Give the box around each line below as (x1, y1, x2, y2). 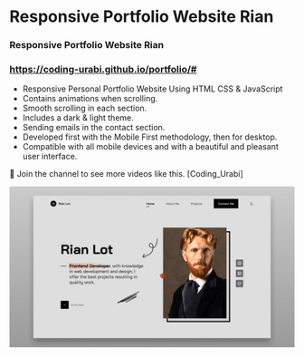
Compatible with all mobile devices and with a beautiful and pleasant (22, 141, 279, 152)
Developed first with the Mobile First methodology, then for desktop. (22, 131, 278, 142)
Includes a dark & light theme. (22, 112, 134, 123)
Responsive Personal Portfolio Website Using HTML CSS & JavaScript (22, 83, 283, 94)
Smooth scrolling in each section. (22, 102, 147, 114)
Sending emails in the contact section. (22, 122, 166, 133)
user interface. (22, 151, 78, 162)
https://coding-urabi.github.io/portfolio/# (9, 63, 197, 76)
